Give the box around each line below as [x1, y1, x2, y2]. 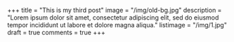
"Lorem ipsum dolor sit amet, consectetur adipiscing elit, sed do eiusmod [7, 13, 219, 22]
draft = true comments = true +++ [7, 28, 105, 36]
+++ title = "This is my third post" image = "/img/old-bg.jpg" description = [7, 6, 222, 14]
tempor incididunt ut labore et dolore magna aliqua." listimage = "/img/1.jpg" [7, 21, 227, 29]
